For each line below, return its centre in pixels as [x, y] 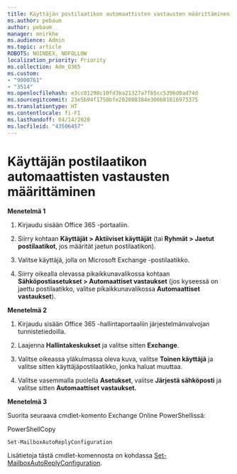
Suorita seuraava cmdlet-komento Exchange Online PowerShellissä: [106, 416]
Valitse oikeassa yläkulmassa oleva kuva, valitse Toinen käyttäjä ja [115, 359]
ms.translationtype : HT [43, 107]
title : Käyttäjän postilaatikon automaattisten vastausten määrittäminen [119, 14]
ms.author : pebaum [34, 21]
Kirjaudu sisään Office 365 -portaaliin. [73, 225]
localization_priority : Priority [57, 60]
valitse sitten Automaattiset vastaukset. [77, 388]
